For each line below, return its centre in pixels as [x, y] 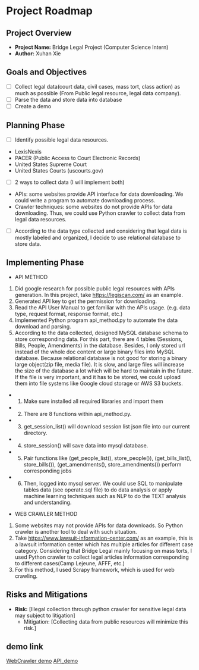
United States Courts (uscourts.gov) [59, 170]
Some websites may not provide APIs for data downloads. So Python [99, 525]
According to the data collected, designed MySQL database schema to [101, 333]
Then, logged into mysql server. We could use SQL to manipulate [103, 483]
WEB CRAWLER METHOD [46, 514]
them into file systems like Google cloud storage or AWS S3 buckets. [99, 383]
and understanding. [48, 502]
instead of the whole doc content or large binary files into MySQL [95, 352]
